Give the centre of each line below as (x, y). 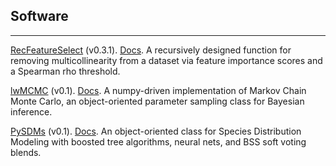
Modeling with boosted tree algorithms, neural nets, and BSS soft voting (158, 141)
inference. (31, 111)
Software (39, 16)
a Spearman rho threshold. (65, 71)
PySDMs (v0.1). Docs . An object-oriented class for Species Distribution (156, 131)
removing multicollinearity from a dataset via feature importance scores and (166, 60)
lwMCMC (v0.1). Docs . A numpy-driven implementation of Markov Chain (158, 90)
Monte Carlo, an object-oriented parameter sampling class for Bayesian (157, 101)
